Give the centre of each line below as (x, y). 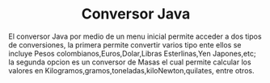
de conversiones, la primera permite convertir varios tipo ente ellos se (125, 44)
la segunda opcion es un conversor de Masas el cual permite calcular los (130, 62)
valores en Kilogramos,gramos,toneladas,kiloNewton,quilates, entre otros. (131, 70)
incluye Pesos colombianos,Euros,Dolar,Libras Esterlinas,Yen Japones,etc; (132, 53)
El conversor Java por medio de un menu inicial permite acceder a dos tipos (135, 36)
